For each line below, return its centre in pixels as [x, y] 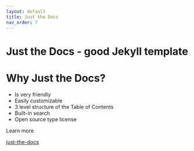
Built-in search [32, 113]
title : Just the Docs [32, 17]
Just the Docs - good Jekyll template [97, 51]
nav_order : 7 [22, 22]
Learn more [20, 131]
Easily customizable [38, 101]
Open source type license [46, 119]
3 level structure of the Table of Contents [64, 107]
